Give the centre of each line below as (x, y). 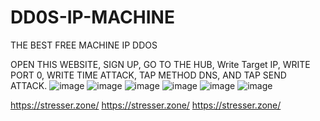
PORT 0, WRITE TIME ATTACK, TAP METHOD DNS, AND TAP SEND (148, 75)
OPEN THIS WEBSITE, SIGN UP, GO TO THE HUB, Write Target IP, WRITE (160, 64)
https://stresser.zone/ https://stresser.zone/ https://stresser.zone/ (146, 105)
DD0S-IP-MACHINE (92, 17)
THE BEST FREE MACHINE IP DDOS (84, 45)
